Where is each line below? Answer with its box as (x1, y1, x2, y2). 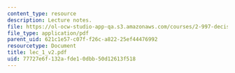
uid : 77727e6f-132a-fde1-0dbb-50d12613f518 (7, 56, 136, 63)
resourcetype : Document (7, 42, 77, 49)
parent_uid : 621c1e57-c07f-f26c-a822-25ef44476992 (7, 36, 158, 43)
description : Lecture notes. (7, 17, 92, 24)
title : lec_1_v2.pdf (7, 49, 68, 56)
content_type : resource (7, 10, 77, 17)
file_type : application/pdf (7, 29, 90, 37)
